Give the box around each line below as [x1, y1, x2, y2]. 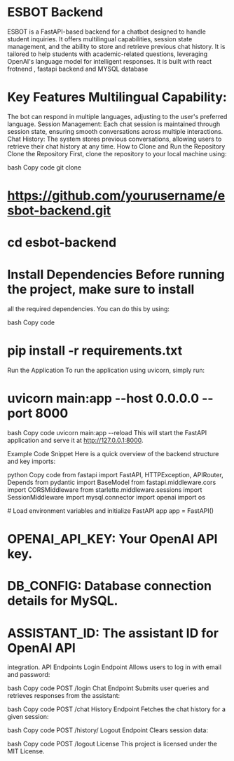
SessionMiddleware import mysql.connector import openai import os [7, 493, 205, 502]
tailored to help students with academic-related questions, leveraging [7, 50, 208, 58]
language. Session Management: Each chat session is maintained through [7, 120, 221, 128]
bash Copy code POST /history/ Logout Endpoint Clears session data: [7, 726, 209, 734]
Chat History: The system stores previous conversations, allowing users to [7, 135, 222, 143]
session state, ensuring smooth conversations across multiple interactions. [7, 127, 223, 135]
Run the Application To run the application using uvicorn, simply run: [7, 366, 205, 375]
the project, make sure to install [7, 282, 195, 298]
